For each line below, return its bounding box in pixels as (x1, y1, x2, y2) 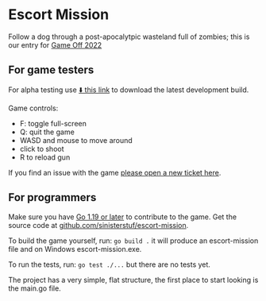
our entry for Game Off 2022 (8, 40, 102, 49)
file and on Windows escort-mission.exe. (8, 244, 142, 253)
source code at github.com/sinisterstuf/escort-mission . (8, 220, 189, 230)
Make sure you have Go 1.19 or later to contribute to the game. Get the (8, 212, 237, 222)
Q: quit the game (19, 127, 75, 137)
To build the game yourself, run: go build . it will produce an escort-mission (8, 236, 259, 245)
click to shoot (19, 144, 65, 153)
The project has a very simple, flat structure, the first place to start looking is (8, 275, 259, 284)
